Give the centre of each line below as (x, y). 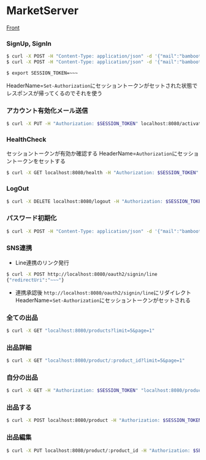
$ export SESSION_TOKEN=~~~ (42, 73)
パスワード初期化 (32, 218)
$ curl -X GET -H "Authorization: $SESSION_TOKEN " (72, 391)
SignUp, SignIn (29, 44)
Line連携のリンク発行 (42, 263)
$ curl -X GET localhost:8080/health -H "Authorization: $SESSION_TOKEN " (103, 173)
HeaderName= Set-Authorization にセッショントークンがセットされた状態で (102, 85)
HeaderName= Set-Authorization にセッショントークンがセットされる (103, 300)
